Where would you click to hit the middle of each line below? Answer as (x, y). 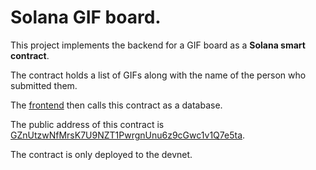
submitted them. (44, 85)
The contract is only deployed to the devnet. (101, 154)
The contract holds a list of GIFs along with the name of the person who (158, 75)
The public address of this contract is (87, 124)
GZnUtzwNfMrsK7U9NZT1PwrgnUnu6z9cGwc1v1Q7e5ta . (128, 135)
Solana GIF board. (86, 17)
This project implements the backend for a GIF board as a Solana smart (158, 45)
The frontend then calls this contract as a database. (116, 105)
